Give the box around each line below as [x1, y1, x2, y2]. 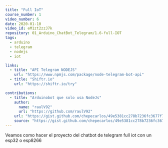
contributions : [5, 90, 37, 95]
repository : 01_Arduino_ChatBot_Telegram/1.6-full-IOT [5, 30, 122, 35]
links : [5, 63, 19, 68]
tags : [5, 35, 16, 40]
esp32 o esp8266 [5, 137, 42, 143]
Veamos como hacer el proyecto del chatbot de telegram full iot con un [5, 132, 151, 138]
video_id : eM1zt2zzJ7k [5, 26, 52, 31]
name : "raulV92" [18, 104, 52, 109]
